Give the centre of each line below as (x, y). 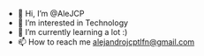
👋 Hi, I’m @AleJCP (51, 14)
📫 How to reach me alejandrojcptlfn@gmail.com (106, 42)
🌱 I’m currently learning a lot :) (72, 32)
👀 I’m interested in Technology (73, 23)
